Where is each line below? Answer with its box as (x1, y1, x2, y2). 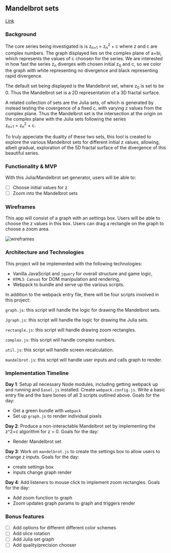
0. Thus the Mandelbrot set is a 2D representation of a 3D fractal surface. (5, 90, 160, 96)
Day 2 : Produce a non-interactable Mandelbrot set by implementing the (5, 423, 156, 429)
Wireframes (5, 203, 36, 210)
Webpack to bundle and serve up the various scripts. (12, 281, 124, 288)
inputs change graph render (12, 469, 72, 475)
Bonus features (5, 513, 45, 520)
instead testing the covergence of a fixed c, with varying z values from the (5, 105, 162, 111)
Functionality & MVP (5, 163, 57, 170)
